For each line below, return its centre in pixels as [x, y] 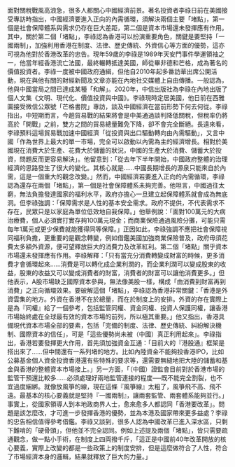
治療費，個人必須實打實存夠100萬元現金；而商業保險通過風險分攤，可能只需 [116, 220]
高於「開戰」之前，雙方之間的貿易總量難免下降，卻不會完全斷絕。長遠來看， [117, 124]
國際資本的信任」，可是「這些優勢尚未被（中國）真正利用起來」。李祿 [117, 334]
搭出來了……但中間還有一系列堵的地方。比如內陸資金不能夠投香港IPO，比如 [116, 351]
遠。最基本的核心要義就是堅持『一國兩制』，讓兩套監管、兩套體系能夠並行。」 [117, 395]
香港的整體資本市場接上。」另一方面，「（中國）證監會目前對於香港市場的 [122, 369]
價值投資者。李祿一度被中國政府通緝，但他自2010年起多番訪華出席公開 [109, 71]
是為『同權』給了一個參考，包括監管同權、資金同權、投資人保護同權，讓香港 [117, 308]
